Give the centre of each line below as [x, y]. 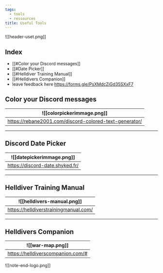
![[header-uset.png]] [25, 37]
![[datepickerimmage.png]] [43, 157]
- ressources [23, 18]
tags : [10, 9]
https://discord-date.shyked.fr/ [43, 165]
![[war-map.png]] [48, 245]
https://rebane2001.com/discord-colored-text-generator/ [75, 121]
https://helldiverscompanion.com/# [48, 254]
